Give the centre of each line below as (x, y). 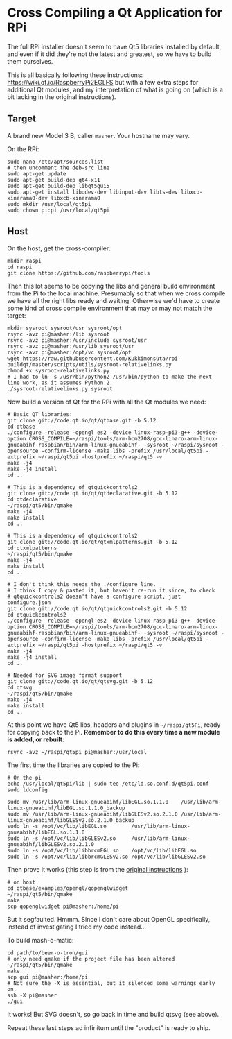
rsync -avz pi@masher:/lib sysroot (59, 334)
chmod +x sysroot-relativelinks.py (59, 370)
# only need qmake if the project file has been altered (91, 959)
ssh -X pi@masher (32, 995)
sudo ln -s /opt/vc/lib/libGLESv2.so (62, 838)
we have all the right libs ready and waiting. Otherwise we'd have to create (114, 300)
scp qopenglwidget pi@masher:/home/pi (63, 907)
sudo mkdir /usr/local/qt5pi (49, 204)
